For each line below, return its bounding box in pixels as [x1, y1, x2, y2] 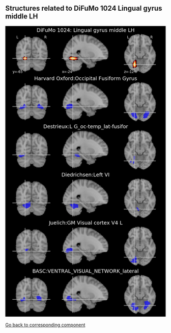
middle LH [5, 12, 38, 21]
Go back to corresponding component [5, 322, 85, 328]
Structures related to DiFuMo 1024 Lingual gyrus [5, 4, 162, 13]
